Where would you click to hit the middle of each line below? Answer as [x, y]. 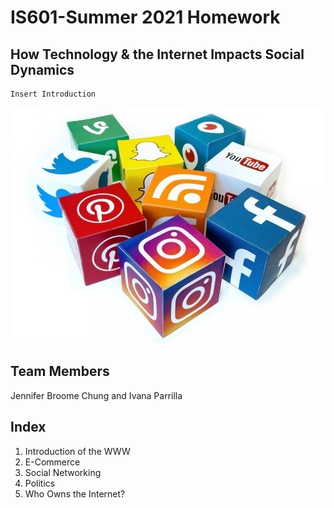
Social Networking [63, 472]
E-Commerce [52, 462]
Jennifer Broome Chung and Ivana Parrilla [96, 395]
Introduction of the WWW [77, 451]
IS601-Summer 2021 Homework [145, 17]
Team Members [60, 371]
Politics [40, 483]
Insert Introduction [53, 94]
